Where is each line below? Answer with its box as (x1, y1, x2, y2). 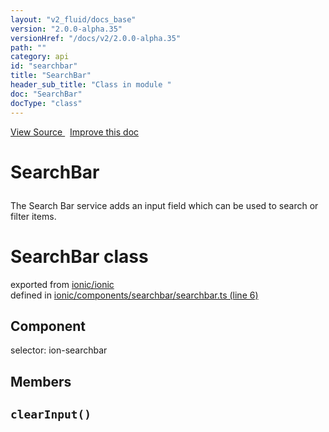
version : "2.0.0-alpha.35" (10, 24, 123, 34)
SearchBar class (10, 245, 149, 268)
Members (10, 373, 72, 390)
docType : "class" (10, 98, 83, 108)
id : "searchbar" (10, 61, 78, 71)
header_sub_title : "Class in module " (10, 80, 172, 90)
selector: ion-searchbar (10, 344, 108, 356)
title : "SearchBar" (10, 71, 92, 81)
